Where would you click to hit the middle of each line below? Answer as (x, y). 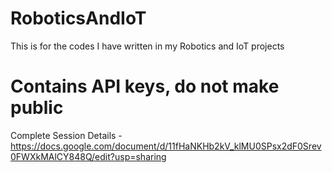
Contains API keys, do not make (145, 86)
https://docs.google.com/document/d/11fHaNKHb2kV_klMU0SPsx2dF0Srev (166, 146)
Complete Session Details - (66, 135)
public (37, 108)
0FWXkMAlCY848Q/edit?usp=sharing (88, 156)
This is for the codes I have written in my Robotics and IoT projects (147, 46)
